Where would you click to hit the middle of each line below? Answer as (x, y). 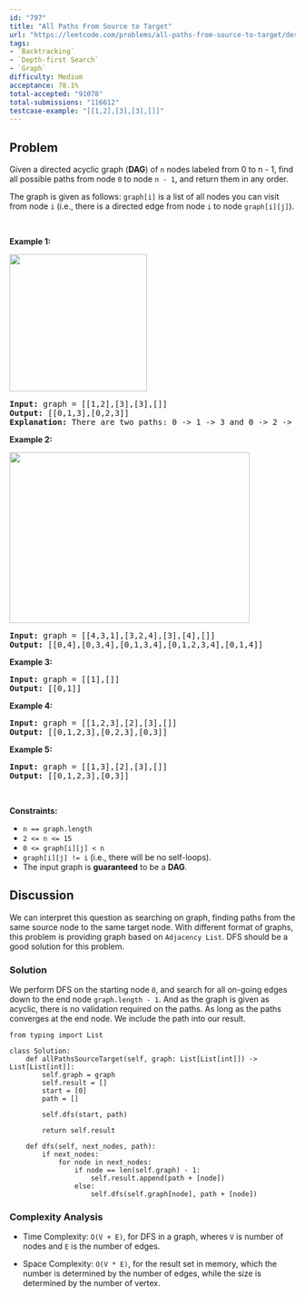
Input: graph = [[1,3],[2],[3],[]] (89, 767)
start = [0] (65, 1091)
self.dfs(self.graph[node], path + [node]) (174, 1194)
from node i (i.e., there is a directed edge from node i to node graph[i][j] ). (152, 206)
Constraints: (34, 811)
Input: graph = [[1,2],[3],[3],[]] (89, 404)
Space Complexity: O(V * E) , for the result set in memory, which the (150, 1264)
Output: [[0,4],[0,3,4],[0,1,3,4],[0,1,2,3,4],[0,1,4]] (136, 645)
